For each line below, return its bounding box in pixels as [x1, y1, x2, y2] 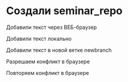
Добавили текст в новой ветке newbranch [6, 46, 112, 54]
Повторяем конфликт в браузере [6, 69, 90, 76]
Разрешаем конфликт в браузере [6, 58, 90, 65]
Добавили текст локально [6, 35, 72, 42]
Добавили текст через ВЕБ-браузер [6, 24, 97, 31]
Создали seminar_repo [6, 4, 123, 18]
